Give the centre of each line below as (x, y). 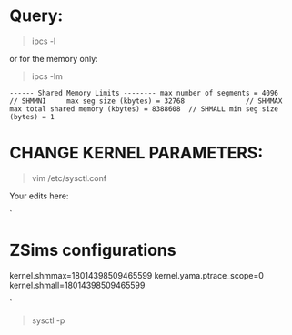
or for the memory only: (54, 58)
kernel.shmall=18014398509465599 (77, 285)
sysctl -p (48, 320)
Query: (36, 16)
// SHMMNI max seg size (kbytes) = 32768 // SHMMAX (146, 101)
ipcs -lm (47, 76)
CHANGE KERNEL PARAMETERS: (136, 153)
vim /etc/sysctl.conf (69, 178)
